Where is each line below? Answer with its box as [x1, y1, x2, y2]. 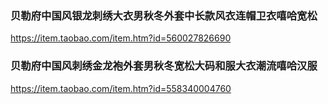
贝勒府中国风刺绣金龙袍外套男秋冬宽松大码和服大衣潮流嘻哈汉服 [10, 59, 318, 73]
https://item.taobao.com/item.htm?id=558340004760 [10, 82, 232, 94]
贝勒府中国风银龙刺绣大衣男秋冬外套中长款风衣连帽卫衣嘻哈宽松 [10, 8, 318, 22]
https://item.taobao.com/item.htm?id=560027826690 [10, 32, 232, 44]
